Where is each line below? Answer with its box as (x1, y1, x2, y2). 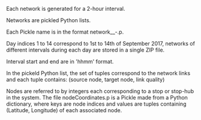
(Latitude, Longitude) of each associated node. (6, 107, 122, 113)
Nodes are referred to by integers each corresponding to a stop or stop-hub (6, 88, 194, 95)
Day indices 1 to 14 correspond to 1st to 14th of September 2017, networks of (6, 40, 195, 47)
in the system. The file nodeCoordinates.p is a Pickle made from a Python (6, 94, 188, 101)
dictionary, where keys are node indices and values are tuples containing (6, 100, 187, 107)
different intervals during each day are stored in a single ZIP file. (6, 46, 165, 53)
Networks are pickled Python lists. (6, 17, 91, 23)
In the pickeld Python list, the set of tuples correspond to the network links (6, 70, 191, 77)
